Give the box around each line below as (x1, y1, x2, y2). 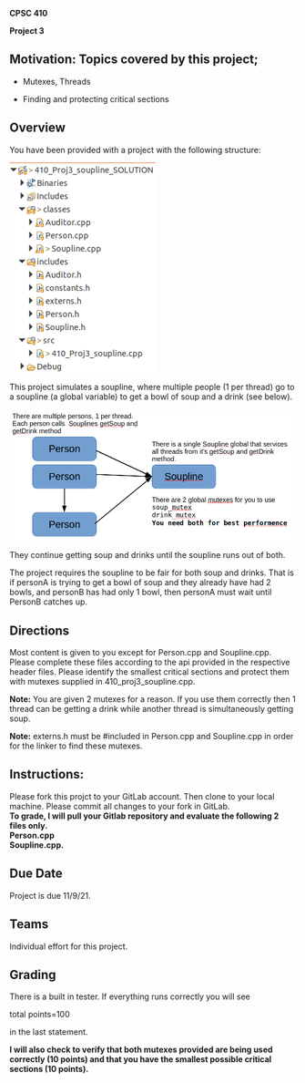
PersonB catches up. (9, 596, 88, 607)
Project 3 (9, 26, 45, 36)
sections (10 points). (9, 1064, 89, 1075)
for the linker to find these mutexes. (9, 740, 143, 751)
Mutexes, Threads (22, 76, 91, 87)
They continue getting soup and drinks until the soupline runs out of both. (9, 550, 286, 561)
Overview (9, 120, 66, 136)
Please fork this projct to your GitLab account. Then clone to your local (9, 790, 275, 801)
